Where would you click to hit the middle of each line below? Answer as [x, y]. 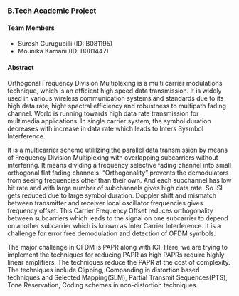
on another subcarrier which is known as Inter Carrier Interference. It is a [114, 226]
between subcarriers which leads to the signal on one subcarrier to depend [118, 218]
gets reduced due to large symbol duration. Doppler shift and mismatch [112, 195]
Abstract [21, 67]
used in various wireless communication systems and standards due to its [116, 98]
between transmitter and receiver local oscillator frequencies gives [105, 203]
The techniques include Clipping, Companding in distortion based [103, 270]
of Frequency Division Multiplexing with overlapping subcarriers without [113, 158]
